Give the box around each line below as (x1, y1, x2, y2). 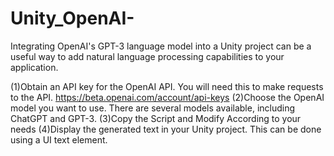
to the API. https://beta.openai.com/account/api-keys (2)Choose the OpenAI (10, 91, 325, 103)
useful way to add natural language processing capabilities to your (10, 50, 285, 62)
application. (10, 61, 59, 73)
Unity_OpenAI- (10, 7, 135, 30)
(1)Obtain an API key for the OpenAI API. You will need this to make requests (10, 80, 324, 92)
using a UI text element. (10, 133, 108, 146)
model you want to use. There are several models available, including (10, 102, 296, 114)
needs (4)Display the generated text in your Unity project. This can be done (10, 123, 322, 135)
